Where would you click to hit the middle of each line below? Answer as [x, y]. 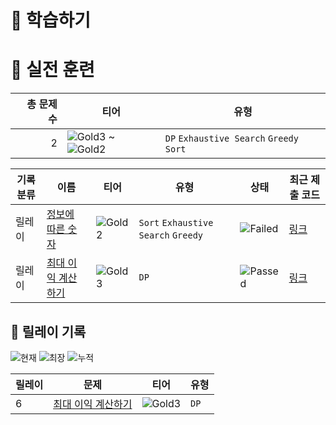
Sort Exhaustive [176, 223]
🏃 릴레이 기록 [48, 331]
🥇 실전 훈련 [52, 70]
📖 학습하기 [51, 20]
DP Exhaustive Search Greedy [231, 139]
